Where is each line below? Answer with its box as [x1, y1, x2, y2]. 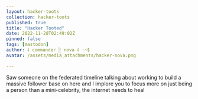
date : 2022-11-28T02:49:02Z [6, 31, 76, 37]
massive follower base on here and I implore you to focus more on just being [6, 80, 193, 87]
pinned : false [6, 36, 41, 42]
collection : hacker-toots [6, 14, 70, 20]
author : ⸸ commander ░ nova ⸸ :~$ [6, 47, 90, 53]
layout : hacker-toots [6, 8, 60, 15]
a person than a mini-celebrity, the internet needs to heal [6, 86, 145, 93]
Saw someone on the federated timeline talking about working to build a [6, 74, 181, 81]
